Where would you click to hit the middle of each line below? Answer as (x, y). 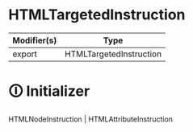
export (25, 54)
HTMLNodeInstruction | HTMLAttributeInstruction (91, 119)
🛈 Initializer (49, 91)
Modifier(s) (35, 40)
